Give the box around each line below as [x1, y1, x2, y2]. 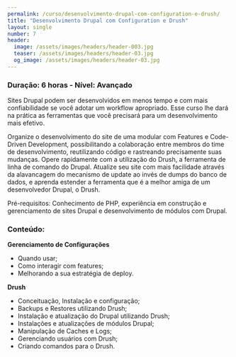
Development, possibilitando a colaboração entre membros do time [28, 140, 225, 149]
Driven [7, 140, 27, 149]
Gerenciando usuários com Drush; [17, 334, 118, 343]
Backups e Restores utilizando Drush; [17, 304, 128, 313]
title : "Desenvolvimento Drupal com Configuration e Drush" [7, 17, 189, 24]
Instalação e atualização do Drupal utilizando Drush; [17, 312, 170, 320]
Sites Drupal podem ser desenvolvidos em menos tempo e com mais [7, 97, 208, 105]
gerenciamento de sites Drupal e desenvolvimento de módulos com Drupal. [7, 207, 228, 215]
